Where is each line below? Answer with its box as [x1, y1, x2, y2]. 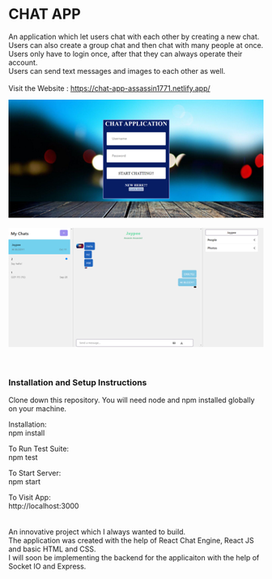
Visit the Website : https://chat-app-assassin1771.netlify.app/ [8, 83, 210, 93]
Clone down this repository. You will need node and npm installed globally [8, 395, 255, 405]
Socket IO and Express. [8, 561, 87, 572]
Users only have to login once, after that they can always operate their [8, 49, 243, 58]
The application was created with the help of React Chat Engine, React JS [8, 536, 255, 546]
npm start [8, 477, 41, 487]
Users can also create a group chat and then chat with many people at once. [8, 40, 264, 49]
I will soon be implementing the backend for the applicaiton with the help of [8, 553, 260, 563]
